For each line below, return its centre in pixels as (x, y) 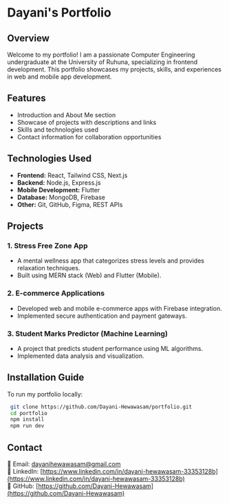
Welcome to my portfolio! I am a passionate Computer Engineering (101, 54)
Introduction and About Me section (66, 114)
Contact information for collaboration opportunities (89, 137)
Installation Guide (46, 377)
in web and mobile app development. (59, 77)
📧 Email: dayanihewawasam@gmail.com (64, 464)
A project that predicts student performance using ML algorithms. (110, 348)
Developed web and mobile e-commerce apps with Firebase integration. (119, 308)
